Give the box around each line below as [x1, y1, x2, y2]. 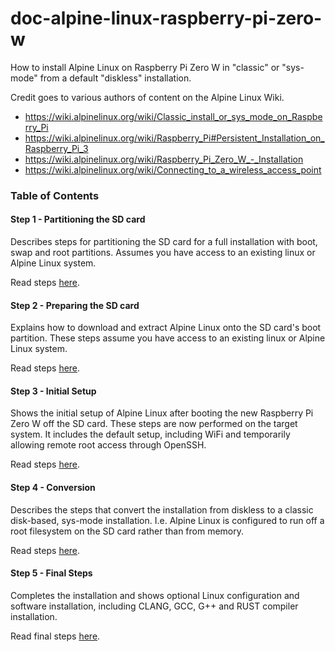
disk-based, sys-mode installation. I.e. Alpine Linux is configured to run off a [10, 514, 325, 526]
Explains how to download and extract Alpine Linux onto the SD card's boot [10, 322, 322, 334]
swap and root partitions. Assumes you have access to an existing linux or [10, 247, 316, 259]
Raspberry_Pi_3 [24, 142, 89, 154]
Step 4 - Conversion [10, 482, 96, 494]
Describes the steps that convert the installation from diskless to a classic [10, 503, 314, 516]
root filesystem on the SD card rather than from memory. [10, 525, 245, 537]
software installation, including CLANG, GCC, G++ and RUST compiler [10, 600, 299, 612]
